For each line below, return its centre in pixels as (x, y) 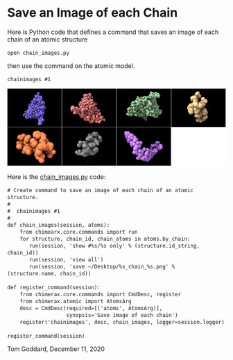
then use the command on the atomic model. (71, 66)
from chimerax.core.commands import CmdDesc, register (101, 294)
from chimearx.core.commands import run (79, 232)
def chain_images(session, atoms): (59, 225)
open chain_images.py (38, 53)
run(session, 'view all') (66, 259)
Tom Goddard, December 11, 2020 (56, 349)
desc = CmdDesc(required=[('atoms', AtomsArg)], (91, 308)
